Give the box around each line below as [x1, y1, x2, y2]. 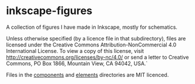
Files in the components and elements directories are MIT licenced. [6, 71, 169, 78]
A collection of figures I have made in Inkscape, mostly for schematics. [6, 23, 178, 31]
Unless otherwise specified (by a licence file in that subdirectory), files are [6, 35, 186, 42]
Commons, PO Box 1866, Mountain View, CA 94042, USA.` [6, 60, 148, 67]
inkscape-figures [6, 4, 93, 18]
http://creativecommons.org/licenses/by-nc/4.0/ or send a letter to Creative [6, 53, 189, 61]
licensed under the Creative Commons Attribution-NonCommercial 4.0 [6, 41, 177, 48]
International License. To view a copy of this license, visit [6, 47, 144, 54]
